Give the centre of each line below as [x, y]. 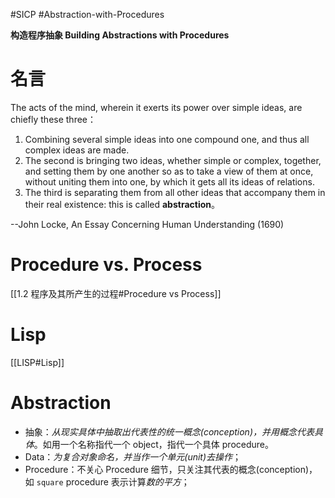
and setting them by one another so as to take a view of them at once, [169, 171]
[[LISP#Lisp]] [37, 362]
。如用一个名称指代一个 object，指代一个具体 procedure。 [153, 444]
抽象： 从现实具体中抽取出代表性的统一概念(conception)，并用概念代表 [169, 431]
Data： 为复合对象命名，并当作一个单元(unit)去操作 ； [133, 456]
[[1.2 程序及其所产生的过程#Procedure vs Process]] [116, 293]
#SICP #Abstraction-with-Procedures [87, 14]
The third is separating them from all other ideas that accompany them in [175, 192]
